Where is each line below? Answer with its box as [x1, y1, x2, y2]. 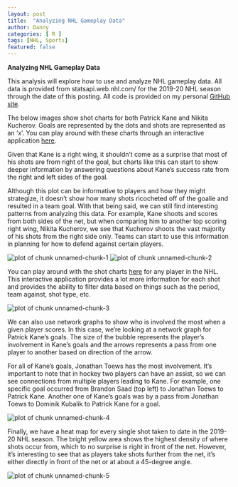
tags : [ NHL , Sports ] [7, 37, 69, 44]
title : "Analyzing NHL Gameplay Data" [7, 17, 126, 24]
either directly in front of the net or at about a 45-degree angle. [7, 458, 193, 466]
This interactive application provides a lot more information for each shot [7, 275, 220, 283]
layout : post [7, 10, 46, 18]
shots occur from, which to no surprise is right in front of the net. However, [7, 443, 227, 451]
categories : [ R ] [7, 30, 62, 38]
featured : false [7, 43, 55, 51]
